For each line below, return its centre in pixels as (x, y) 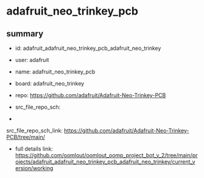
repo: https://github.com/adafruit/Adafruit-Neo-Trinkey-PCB (90, 95)
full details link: (34, 149)
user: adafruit (32, 60)
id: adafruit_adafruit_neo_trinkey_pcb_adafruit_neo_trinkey (88, 48)
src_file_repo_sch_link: (34, 131)
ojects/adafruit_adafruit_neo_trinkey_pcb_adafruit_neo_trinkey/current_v (105, 162)
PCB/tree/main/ (26, 137)
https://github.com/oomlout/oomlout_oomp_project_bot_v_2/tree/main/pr (106, 155)
